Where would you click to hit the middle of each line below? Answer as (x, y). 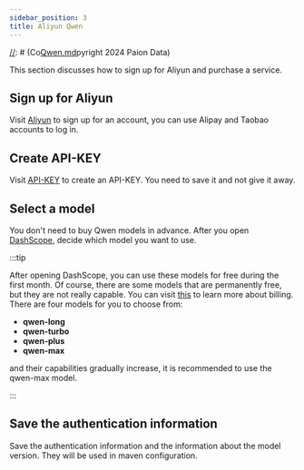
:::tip (18, 257)
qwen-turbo (46, 331)
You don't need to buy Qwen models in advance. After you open (129, 230)
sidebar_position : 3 (49, 18)
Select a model (52, 208)
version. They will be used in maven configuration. (103, 455)
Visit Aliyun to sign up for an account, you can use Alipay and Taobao (139, 120)
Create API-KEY (55, 158)
